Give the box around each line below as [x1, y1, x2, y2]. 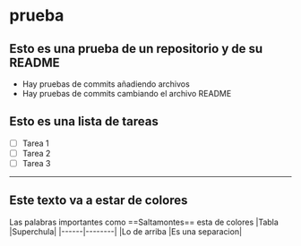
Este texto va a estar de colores [9, 193, 188, 208]
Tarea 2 [21, 148, 51, 158]
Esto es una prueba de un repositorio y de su [9, 41, 263, 56]
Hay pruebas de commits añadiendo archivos [21, 79, 190, 89]
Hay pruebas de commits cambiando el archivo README [21, 89, 232, 98]
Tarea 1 [21, 138, 49, 148]
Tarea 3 [21, 157, 51, 168]
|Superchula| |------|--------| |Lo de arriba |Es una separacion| [9, 225, 243, 237]
